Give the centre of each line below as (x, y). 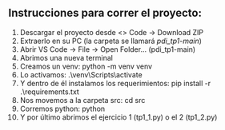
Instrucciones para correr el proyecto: (105, 13)
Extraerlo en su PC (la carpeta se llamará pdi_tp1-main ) (111, 41)
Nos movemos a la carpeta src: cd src (82, 100)
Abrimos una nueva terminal (66, 57)
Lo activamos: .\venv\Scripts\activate (81, 74)
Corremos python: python (62, 108)
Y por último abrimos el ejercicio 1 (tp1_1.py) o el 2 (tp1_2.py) (119, 117)
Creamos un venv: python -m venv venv (86, 66)
